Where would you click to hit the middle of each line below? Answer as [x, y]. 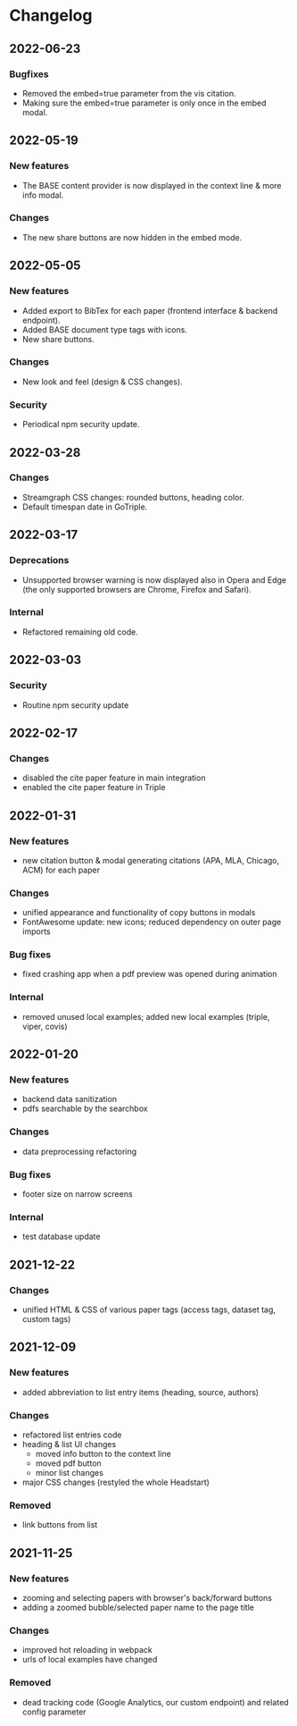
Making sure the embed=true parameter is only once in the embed [144, 103]
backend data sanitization [70, 1099]
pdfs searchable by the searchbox [85, 1108]
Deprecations [39, 560]
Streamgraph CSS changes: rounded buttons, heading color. [133, 497]
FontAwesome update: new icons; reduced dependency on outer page [152, 922]
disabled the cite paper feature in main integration [114, 778]
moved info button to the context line [103, 1454]
